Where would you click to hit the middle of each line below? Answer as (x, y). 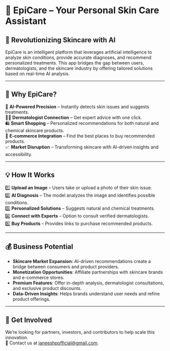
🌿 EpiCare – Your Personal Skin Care (82, 10)
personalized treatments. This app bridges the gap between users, (75, 63)
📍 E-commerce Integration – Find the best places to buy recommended (80, 136)
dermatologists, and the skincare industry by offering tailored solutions (79, 68)
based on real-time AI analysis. (37, 74)
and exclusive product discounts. (47, 289)
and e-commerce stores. (38, 278)
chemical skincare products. (35, 130)
